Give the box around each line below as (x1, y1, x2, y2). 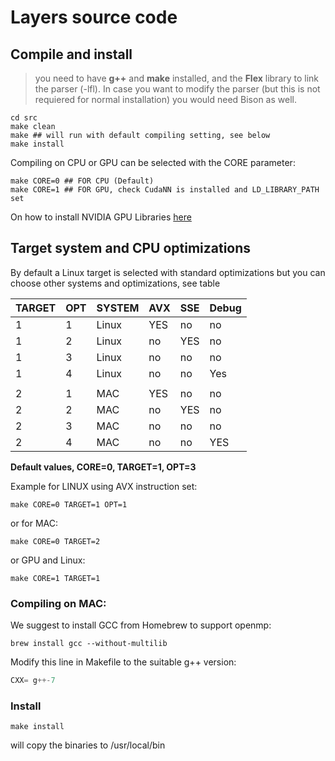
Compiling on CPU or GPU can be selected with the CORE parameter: (10, 157, 296, 168)
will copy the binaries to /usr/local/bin (10, 739, 166, 751)
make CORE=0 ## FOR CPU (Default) (10, 176, 155, 186)
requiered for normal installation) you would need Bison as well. (34, 94, 297, 105)
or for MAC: (10, 517, 59, 529)
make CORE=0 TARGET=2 (10, 536, 101, 546)
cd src (10, 113, 38, 123)
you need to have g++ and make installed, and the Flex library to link (34, 72, 320, 84)
